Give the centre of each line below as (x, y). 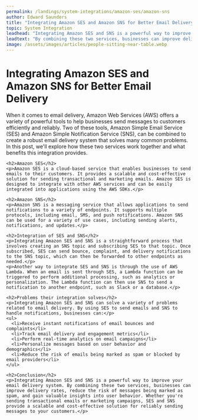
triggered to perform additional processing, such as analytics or (91, 277)
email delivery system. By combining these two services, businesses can (99, 385)
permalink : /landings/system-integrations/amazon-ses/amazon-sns (88, 12)
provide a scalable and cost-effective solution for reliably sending (95, 406)
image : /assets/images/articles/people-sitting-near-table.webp (87, 45)
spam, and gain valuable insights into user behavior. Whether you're (95, 396)
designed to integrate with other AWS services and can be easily (89, 184)
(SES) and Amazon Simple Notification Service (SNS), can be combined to (96, 134)
